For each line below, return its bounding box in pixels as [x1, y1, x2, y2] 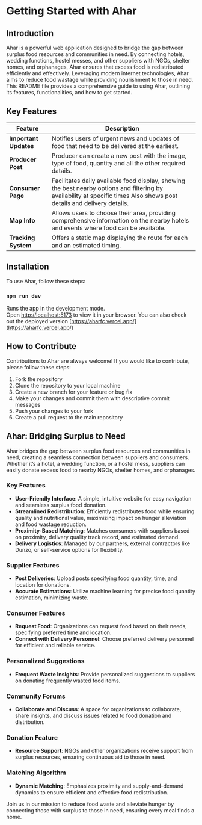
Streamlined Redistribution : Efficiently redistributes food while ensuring [14, 507, 195, 515]
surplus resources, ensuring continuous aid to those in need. [14, 753, 166, 761]
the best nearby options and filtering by [51, 184, 164, 192]
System [9, 241, 32, 249]
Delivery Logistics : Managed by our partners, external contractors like [14, 540, 191, 547]
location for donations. [14, 581, 71, 589]
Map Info [9, 216, 35, 224]
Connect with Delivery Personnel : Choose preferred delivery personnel [14, 635, 194, 643]
